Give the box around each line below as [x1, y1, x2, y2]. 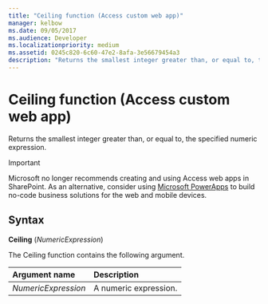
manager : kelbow [8, 19, 62, 27]
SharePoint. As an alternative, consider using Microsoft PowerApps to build [8, 181, 255, 191]
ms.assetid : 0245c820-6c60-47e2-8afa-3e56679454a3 [8, 49, 180, 57]
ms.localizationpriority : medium [8, 41, 120, 49]
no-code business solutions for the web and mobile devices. [8, 190, 207, 199]
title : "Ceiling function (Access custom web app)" [8, 11, 183, 20]
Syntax [8, 213, 45, 227]
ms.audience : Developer [8, 34, 88, 42]
